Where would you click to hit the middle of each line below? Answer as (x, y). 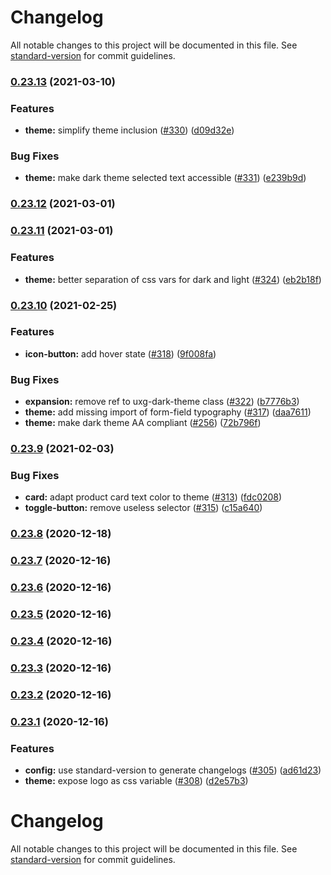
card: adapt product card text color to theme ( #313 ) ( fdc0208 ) (153, 497)
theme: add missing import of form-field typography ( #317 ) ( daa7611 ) (168, 412)
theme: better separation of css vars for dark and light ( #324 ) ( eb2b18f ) (173, 279)
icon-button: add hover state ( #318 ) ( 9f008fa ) (120, 353)
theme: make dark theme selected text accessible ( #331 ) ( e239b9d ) (165, 178)
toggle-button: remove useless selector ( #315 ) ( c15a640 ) (143, 508)
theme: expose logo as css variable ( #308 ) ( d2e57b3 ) (136, 780)
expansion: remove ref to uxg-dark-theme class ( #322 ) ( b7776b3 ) (162, 402)
